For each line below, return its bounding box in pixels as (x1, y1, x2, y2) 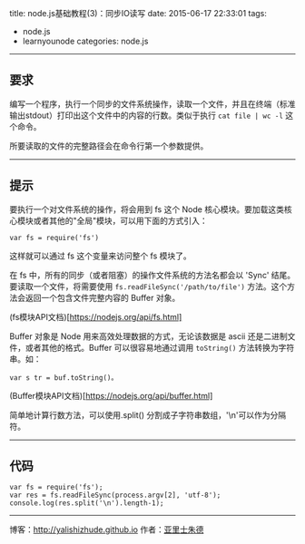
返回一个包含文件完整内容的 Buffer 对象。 (25, 292, 181, 303)
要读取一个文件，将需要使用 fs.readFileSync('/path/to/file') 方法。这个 (9, 280, 288, 292)
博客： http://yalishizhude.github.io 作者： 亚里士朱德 (9, 524, 204, 535)
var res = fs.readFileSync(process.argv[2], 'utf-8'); (9, 491, 221, 500)
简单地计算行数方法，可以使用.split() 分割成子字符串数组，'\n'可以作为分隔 (9, 409, 287, 420)
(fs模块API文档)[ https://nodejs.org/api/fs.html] (9, 311, 182, 322)
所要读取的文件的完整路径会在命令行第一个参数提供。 (9, 140, 209, 151)
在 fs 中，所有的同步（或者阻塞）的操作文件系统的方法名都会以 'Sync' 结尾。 (9, 269, 296, 280)
